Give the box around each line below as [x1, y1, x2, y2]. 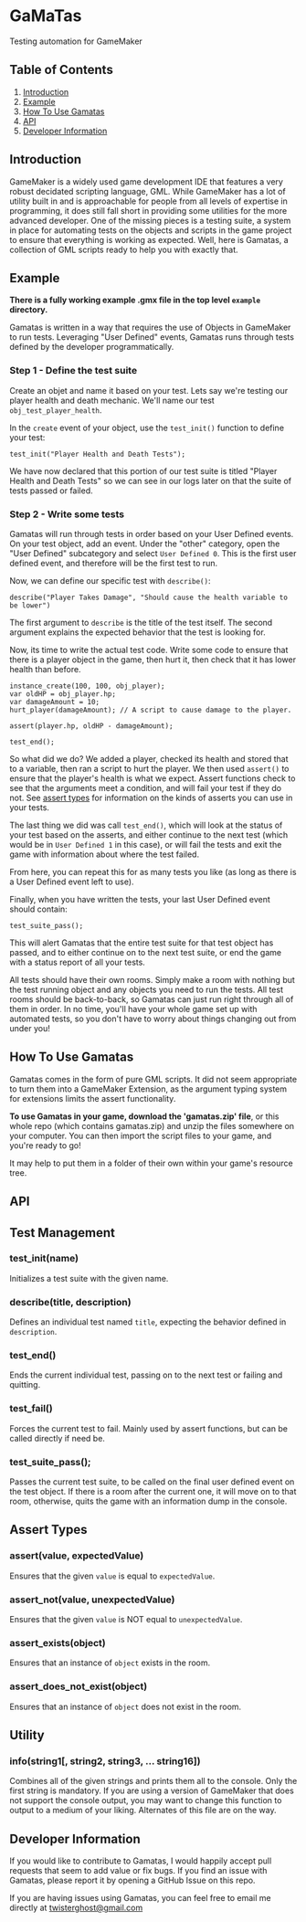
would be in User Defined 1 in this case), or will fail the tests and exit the [9, 839, 282, 850]
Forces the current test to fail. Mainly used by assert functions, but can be [9, 1422, 288, 1434]
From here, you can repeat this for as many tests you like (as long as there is [9, 866, 297, 877]
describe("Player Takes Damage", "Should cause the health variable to [9, 593, 288, 602]
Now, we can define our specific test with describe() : [9, 575, 211, 586]
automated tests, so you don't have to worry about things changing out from [9, 1013, 297, 1024]
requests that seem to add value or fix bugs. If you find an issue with [9, 1865, 268, 1876]
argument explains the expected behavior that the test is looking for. [9, 627, 267, 638]
